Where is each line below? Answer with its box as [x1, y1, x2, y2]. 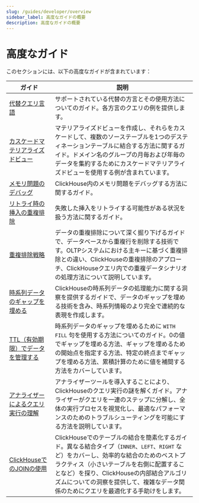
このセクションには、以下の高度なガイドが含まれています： [6, 68, 152, 75]
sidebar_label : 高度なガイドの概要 [6, 14, 86, 20]
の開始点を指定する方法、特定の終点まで [54, 349, 168, 357]
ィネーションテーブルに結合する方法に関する [54, 142, 179, 150]
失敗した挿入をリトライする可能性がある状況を [54, 204, 185, 213]
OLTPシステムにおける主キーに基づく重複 [66, 246, 182, 255]
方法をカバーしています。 [54, 366, 126, 375]
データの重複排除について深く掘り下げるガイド [54, 229, 185, 237]
